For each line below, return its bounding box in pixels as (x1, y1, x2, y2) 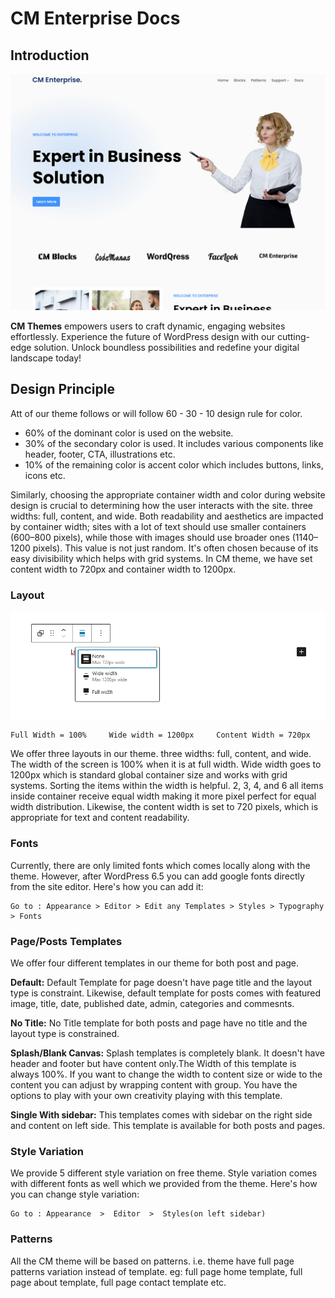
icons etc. (24, 469, 66, 481)
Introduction (10, 47, 90, 64)
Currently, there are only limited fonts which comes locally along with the (10, 859, 311, 871)
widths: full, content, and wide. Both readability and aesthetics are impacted (10, 510, 324, 522)
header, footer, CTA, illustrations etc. (24, 448, 176, 460)
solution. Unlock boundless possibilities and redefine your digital (33, 342, 300, 353)
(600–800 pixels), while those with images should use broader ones (10, 531, 290, 543)
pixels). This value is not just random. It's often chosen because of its (32, 542, 319, 554)
